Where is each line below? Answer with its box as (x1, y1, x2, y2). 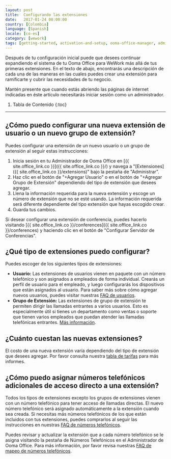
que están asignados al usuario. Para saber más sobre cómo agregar (12, 287, 158, 293)
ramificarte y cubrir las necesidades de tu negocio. (5, 76, 112, 82)
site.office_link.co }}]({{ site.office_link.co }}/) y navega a (12, 163, 132, 169)
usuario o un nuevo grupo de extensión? (5, 129, 136, 138)
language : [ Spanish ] (5, 26, 49, 32)
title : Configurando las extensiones (5, 12, 88, 17)
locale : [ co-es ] (5, 31, 40, 36)
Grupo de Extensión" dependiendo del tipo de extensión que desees (12, 179, 156, 185)
